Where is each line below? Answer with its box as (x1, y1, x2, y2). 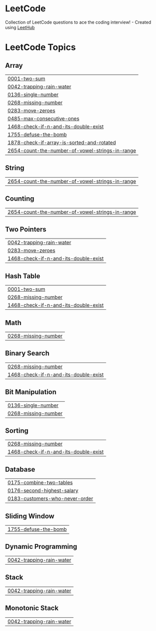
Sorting (5, 426, 29, 435)
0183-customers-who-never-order (7, 495, 94, 502)
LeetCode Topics (5, 42, 76, 53)
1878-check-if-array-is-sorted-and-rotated (7, 139, 116, 146)
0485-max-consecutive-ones (7, 115, 80, 122)
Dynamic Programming (5, 542, 77, 551)
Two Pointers (5, 225, 47, 234)
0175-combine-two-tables (7, 479, 73, 486)
